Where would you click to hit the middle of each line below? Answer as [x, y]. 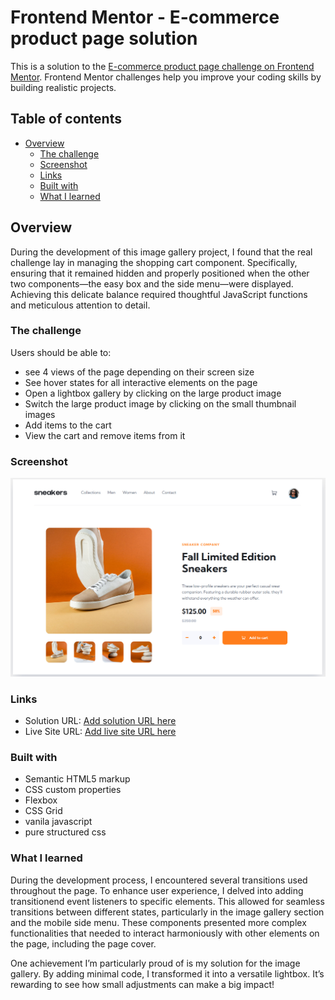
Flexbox [41, 800]
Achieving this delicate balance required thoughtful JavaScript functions [159, 294]
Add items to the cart [68, 425]
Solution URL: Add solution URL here [100, 720]
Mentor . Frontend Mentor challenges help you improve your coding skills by [166, 77]
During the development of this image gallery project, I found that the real [161, 252]
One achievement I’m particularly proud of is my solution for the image [155, 963]
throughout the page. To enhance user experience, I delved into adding [157, 890]
